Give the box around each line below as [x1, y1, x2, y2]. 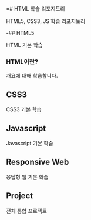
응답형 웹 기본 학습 [6, 173, 49, 181]
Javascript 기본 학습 [6, 139, 54, 146]
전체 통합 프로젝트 [6, 207, 47, 214]
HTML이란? [6, 58, 38, 66]
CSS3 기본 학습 [6, 106, 42, 113]
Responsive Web [6, 157, 69, 167]
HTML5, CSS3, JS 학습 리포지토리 [6, 18, 86, 25]
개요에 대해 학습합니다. [6, 72, 58, 79]
